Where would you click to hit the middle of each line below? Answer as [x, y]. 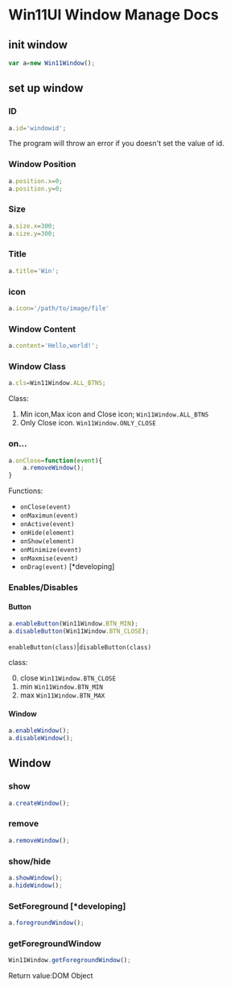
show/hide [30, 861]
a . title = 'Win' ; [34, 271]
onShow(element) [47, 542]
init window [38, 45]
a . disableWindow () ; [41, 739]
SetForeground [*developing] [67, 906]
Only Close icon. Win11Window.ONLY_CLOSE [88, 423]
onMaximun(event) [49, 516]
